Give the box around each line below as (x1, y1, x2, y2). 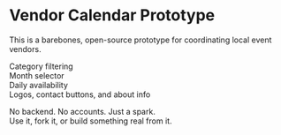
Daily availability (9, 79, 69, 90)
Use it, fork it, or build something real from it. (9, 116, 172, 126)
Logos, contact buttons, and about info (9, 89, 151, 100)
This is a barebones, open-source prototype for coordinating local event (9, 34, 272, 45)
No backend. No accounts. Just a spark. (9, 106, 156, 116)
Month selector (9, 70, 65, 80)
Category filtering (9, 61, 73, 71)
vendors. (9, 43, 42, 54)
